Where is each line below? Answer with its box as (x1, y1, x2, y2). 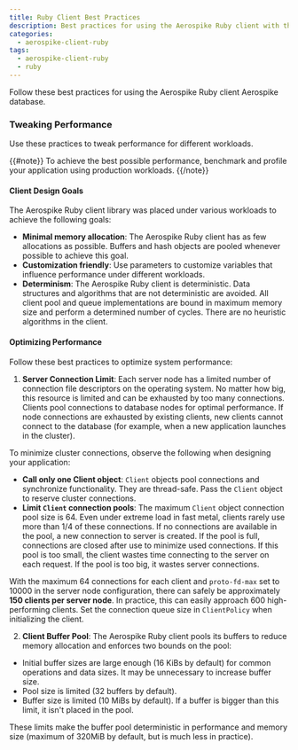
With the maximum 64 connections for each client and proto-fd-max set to (9, 575, 280, 586)
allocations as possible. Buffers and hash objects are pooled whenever (21, 241, 281, 252)
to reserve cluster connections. (21, 493, 137, 504)
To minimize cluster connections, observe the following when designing (9, 447, 271, 457)
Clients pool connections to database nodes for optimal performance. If (21, 402, 284, 412)
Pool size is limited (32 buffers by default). (21, 685, 177, 696)
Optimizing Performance (9, 336, 102, 347)
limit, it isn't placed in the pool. (21, 704, 135, 715)
